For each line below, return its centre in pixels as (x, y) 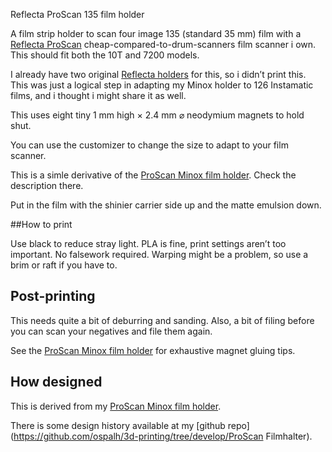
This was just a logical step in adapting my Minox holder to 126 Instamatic (162, 85)
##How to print (41, 224)
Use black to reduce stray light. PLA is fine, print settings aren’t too (148, 243)
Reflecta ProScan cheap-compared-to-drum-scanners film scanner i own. (163, 44)
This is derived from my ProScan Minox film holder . (116, 406)
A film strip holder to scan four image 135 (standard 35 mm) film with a (156, 33)
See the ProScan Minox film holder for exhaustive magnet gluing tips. (153, 350)
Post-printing (53, 296)
